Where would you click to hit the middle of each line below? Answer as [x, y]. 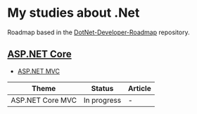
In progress [102, 100]
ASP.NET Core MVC [44, 100]
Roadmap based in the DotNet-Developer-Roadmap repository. [99, 32]
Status [102, 88]
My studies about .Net [74, 13]
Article [139, 88]
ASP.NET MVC [38, 71]
